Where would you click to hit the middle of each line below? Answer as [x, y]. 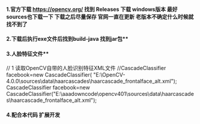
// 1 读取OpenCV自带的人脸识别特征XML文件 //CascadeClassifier [86, 68]
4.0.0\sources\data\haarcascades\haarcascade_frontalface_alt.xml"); [92, 81]
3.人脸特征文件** [28, 53]
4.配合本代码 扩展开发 [33, 114]
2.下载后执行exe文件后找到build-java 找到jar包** [67, 39]
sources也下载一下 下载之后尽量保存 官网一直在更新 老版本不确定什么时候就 [100, 16]
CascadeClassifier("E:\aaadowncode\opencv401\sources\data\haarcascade [100, 94]
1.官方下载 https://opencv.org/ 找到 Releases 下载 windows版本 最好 [92, 9]
